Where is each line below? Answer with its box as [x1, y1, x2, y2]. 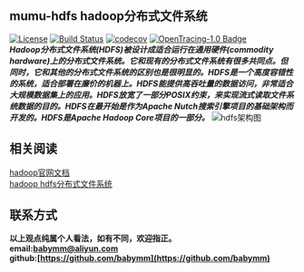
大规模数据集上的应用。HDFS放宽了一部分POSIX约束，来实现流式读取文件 [9, 89, 287, 100]
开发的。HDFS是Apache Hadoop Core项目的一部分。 [9, 112, 211, 122]
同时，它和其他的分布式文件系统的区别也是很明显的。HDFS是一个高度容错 [9, 66, 286, 77]
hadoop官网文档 [9, 167, 71, 178]
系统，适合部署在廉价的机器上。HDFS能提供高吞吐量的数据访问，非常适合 [16, 78, 293, 89]
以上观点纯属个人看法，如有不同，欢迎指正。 [9, 233, 177, 244]
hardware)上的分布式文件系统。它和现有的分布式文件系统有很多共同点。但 [9, 55, 289, 66]
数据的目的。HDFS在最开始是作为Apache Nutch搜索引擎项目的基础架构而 [16, 101, 293, 112]
